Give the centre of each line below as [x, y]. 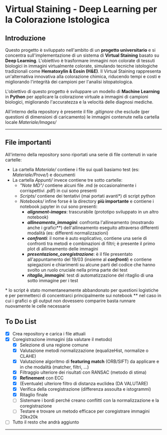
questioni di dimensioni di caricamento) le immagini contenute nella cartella [82, 117]
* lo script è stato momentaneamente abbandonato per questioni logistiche [82, 290]
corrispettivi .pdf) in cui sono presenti [58, 191]
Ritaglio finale [34, 395]
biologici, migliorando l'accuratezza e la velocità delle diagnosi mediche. [79, 102]
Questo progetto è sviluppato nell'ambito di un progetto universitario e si [80, 50]
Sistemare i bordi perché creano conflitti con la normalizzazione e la [89, 400]
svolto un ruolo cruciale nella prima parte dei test [77, 270]
